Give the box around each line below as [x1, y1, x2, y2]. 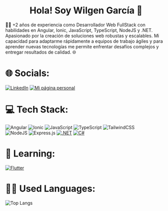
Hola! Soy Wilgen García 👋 [29, 5, 143, 16]
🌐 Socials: [5, 67, 50, 79]
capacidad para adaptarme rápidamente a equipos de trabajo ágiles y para [5, 38, 163, 44]
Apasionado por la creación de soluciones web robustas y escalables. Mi [5, 32, 160, 39]
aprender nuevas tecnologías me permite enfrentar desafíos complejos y [5, 43, 159, 49]
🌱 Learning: [5, 148, 55, 159]
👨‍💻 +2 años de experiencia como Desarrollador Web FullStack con [5, 22, 146, 28]
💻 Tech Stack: [5, 104, 69, 115]
